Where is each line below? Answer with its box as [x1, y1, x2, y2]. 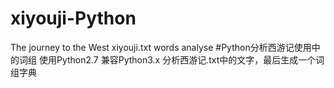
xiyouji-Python [10, 7, 137, 30]
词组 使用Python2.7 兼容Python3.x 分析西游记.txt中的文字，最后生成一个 [18, 53, 317, 66]
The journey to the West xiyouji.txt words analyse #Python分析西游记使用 [10, 41, 312, 53]
